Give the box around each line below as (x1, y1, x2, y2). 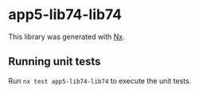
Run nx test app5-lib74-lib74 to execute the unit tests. (8, 76, 192, 85)
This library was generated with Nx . (8, 32, 125, 41)
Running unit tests (8, 55, 101, 68)
